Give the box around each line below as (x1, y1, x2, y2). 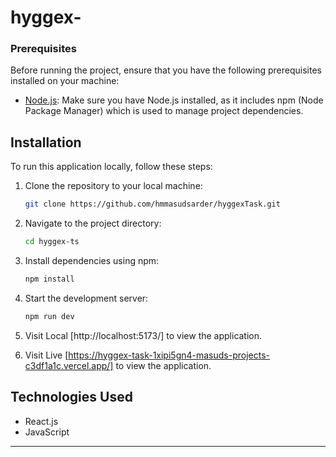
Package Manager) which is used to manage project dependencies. (24, 105, 304, 117)
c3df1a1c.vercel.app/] (24, 359, 114, 371)
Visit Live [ (24, 349, 69, 361)
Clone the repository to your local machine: (24, 180, 203, 192)
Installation (10, 134, 82, 151)
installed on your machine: (10, 75, 120, 87)
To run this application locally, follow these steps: (10, 161, 213, 173)
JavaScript (24, 426, 70, 438)
